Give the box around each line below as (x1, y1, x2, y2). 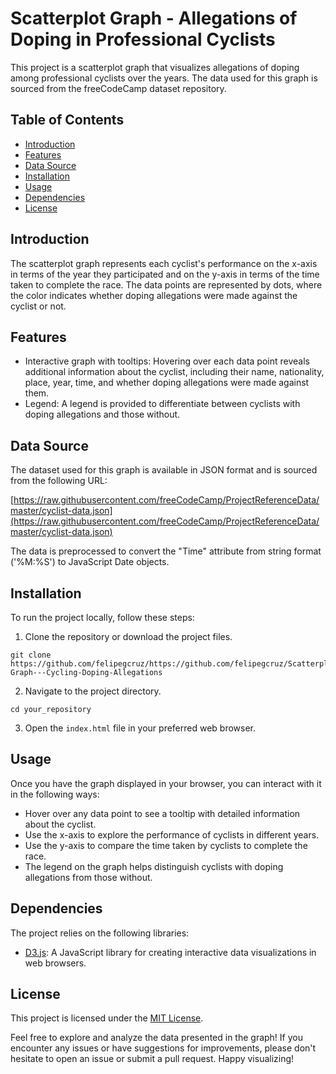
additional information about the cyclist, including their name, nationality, (24, 366, 325, 378)
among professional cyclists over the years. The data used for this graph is (10, 72, 318, 84)
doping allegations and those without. (24, 408, 181, 421)
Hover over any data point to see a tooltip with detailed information (24, 807, 301, 819)
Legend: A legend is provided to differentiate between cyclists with (24, 398, 301, 410)
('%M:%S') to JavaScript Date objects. (10, 556, 170, 568)
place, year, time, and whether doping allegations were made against (24, 377, 310, 389)
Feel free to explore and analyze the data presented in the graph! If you (10, 1032, 303, 1044)
